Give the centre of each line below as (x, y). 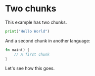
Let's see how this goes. (30, 68)
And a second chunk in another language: (48, 40)
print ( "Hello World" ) (27, 31)
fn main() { (17, 50)
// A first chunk (32, 54)
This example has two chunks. (36, 22)
